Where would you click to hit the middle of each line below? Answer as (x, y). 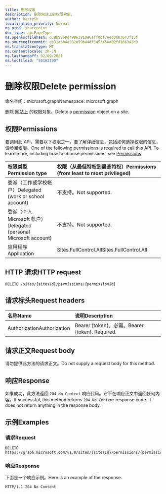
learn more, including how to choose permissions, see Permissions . (74, 154)
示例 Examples (27, 422)
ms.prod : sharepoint (26, 28)
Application (21, 253)
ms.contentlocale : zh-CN (31, 51)
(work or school (26, 196)
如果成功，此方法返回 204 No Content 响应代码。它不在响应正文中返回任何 (80, 394)
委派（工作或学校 (28, 183)
